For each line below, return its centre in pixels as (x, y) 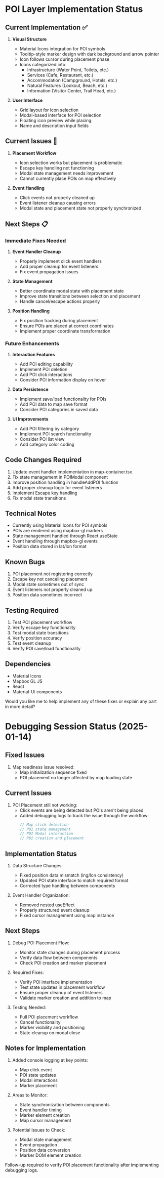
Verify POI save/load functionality (46, 649)
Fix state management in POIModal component (60, 477)
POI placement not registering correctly (52, 574)
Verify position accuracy (37, 638)
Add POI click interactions (46, 375)
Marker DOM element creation (50, 1155)
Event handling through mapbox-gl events (55, 541)
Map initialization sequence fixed (53, 772)
